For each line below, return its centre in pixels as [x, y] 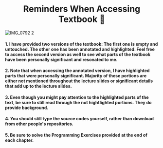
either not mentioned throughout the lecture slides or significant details [79, 81]
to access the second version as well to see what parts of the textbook [78, 54]
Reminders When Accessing [82, 9]
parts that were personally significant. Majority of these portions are [76, 76]
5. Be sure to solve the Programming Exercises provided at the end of [76, 135]
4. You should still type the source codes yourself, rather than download [80, 119]
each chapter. [19, 140]
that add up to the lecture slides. [38, 86]
